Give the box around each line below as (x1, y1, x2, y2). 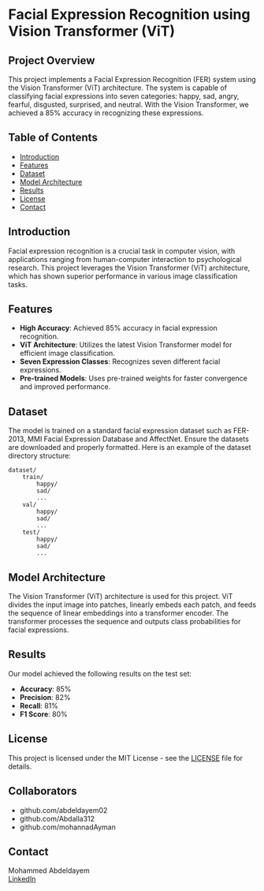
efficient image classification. (19, 349, 116, 358)
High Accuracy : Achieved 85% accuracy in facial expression (19, 324, 218, 333)
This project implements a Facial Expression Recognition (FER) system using (8, 75, 256, 84)
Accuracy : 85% (19, 684, 72, 694)
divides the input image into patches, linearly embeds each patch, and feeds (8, 600, 257, 609)
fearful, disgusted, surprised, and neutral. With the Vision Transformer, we (8, 100, 250, 109)
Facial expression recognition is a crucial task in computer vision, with (8, 246, 236, 256)
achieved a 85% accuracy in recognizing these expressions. (8, 108, 204, 118)
